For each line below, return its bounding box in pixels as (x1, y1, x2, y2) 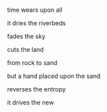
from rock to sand (7, 59, 58, 67)
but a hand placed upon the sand (7, 72, 101, 80)
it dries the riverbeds (7, 19, 67, 27)
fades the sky (7, 32, 46, 40)
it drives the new (7, 98, 54, 107)
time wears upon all (7, 6, 63, 14)
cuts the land (7, 46, 45, 53)
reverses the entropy (7, 85, 67, 93)
